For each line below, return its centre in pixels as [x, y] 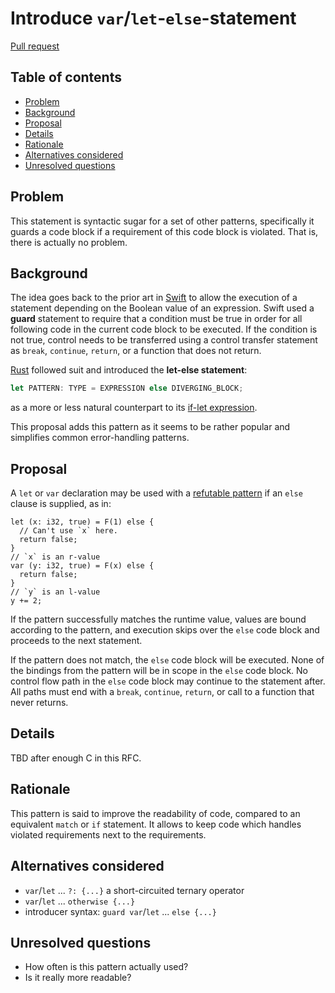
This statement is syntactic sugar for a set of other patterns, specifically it [162, 221]
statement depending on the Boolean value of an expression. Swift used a [162, 308]
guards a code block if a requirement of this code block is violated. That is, [164, 231]
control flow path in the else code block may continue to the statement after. [168, 681]
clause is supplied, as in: [61, 504]
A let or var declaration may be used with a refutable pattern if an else [156, 493]
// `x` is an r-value [55, 557]
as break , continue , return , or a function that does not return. [136, 351]
